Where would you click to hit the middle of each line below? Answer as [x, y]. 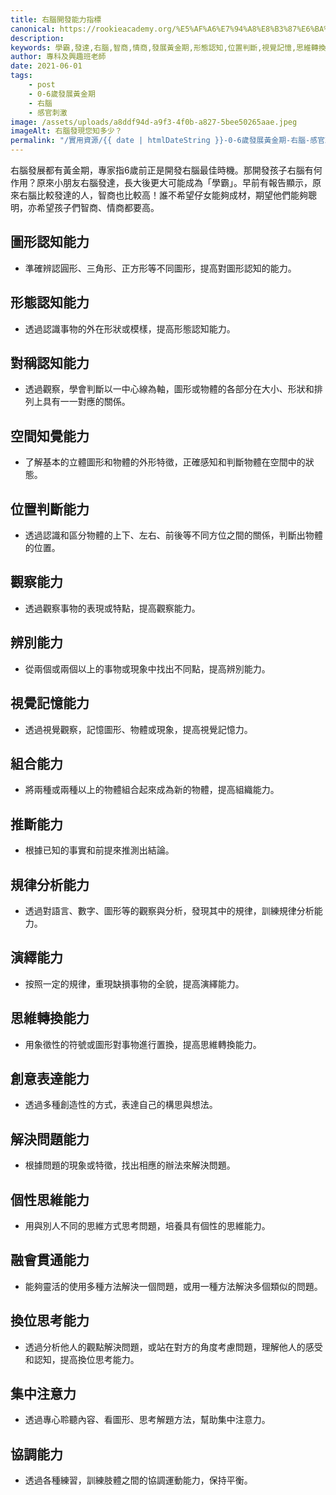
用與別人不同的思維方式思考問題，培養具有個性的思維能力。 [147, 1225]
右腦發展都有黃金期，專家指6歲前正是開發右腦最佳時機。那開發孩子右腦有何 [166, 170]
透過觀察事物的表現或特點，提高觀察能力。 [112, 608]
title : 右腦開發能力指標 [56, 19]
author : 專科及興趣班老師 [58, 57]
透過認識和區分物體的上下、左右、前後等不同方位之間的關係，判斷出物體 [173, 535]
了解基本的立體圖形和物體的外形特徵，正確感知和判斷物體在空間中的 [165, 462]
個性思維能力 [50, 1199]
